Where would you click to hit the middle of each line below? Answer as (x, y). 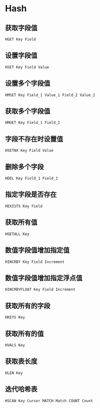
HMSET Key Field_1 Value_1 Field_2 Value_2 (50, 95)
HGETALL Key (17, 234)
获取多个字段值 (28, 111)
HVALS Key (15, 345)
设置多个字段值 (28, 84)
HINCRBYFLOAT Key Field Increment (40, 289)
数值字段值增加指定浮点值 (44, 278)
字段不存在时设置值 (34, 139)
